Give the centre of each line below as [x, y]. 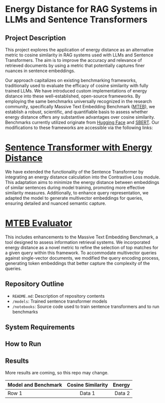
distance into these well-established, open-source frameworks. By [73, 96]
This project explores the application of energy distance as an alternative [80, 50]
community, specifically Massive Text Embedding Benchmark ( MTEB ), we [80, 107]
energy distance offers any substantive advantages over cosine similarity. [80, 117]
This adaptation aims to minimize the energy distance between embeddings [82, 182]
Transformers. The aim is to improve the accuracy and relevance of [74, 60]
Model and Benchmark [35, 385]
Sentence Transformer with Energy [79, 148]
